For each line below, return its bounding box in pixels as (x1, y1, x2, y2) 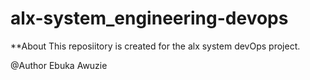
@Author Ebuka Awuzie (10, 59, 108, 71)
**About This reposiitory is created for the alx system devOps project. (10, 40, 301, 52)
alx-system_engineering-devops (10, 7, 289, 30)
